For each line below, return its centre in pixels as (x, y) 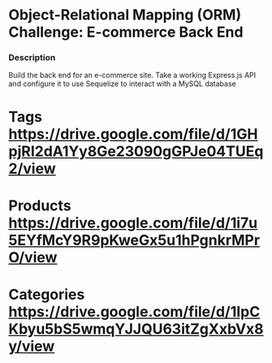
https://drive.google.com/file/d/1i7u (133, 223)
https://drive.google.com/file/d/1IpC (134, 312)
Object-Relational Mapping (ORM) (125, 15)
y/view (32, 346)
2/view (32, 169)
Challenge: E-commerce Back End (126, 32)
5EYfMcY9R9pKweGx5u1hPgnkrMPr (134, 240)
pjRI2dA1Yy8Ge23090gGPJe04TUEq (136, 151)
